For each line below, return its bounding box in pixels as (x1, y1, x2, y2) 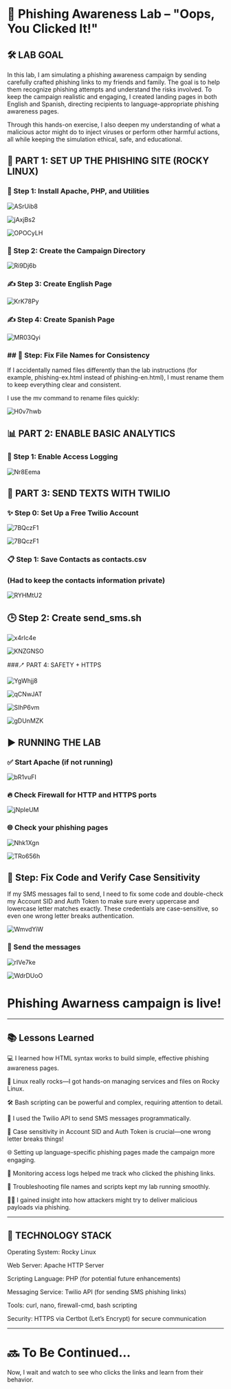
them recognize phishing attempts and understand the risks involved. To (7, 85, 212, 94)
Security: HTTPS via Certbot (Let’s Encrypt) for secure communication (7, 1315, 206, 1323)
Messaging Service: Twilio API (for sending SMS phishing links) (7, 1288, 187, 1296)
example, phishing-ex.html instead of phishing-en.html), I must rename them (7, 373, 224, 381)
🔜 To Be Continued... (7, 1345, 131, 1361)
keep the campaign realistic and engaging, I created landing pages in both (7, 93, 218, 100)
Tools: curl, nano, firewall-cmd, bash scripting (7, 1301, 137, 1309)
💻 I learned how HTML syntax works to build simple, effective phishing (7, 1054, 210, 1062)
